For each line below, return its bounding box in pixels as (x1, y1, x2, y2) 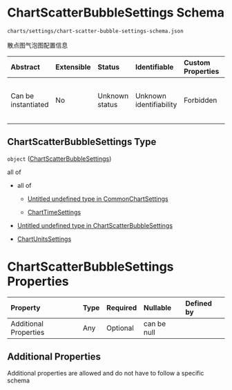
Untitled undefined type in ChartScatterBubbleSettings (17, 221, 173, 229)
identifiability (135, 99, 177, 109)
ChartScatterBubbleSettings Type (7, 136, 157, 148)
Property (10, 302, 41, 312)
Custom (184, 57, 211, 67)
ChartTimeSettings (27, 208, 81, 216)
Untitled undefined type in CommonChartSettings (27, 195, 168, 203)
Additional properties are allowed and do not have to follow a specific (7, 369, 204, 378)
